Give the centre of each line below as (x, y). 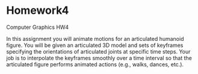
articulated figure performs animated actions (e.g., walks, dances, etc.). (95, 64)
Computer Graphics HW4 (38, 27)
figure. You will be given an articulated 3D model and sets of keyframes (95, 45)
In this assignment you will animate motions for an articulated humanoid (95, 39)
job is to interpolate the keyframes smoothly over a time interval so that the (99, 58)
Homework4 (38, 11)
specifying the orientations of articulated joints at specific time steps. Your (98, 51)
